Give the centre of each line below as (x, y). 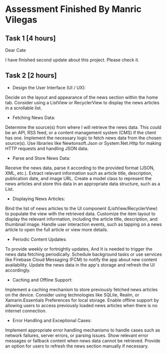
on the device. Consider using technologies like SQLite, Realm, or (72, 295)
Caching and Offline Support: (42, 280)
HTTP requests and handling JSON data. (47, 148)
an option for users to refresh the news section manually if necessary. (77, 346)
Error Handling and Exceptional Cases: (52, 320)
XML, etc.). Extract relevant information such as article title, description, (79, 173)
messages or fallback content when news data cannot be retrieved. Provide (83, 341)
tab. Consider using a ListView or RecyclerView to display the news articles (82, 102)
